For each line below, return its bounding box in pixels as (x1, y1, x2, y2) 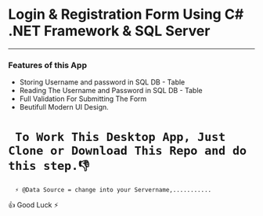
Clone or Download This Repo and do (8, 143, 247, 158)
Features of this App (8, 59, 88, 70)
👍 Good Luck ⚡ (8, 200, 59, 210)
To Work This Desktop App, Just (15, 130, 226, 145)
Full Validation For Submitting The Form (19, 94, 147, 103)
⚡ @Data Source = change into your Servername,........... (15, 186, 212, 194)
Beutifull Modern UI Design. (19, 103, 110, 112)
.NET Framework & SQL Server (8, 22, 211, 40)
